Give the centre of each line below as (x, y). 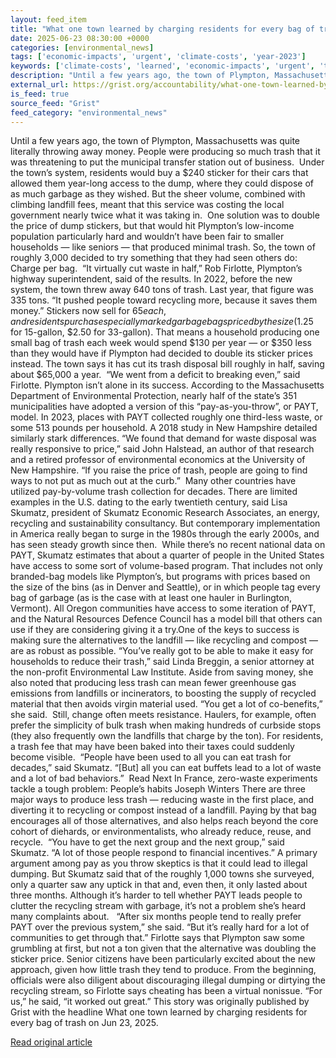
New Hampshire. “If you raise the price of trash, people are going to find (159, 470)
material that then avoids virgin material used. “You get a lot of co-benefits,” (166, 704)
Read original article (51, 1042)
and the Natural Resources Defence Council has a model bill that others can (166, 619)
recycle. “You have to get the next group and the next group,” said (147, 842)
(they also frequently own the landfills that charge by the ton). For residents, (167, 736)
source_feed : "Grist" (55, 103)
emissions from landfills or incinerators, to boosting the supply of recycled (163, 693)
